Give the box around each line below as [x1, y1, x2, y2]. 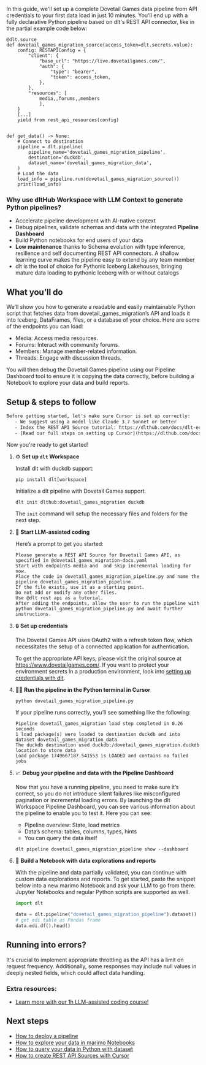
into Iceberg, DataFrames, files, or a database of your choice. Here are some [6, 316, 200, 324]
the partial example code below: [6, 25, 88, 32]
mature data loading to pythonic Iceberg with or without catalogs [15, 269, 179, 276]
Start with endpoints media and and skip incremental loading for [15, 563, 191, 569]
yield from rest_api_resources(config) [17, 117, 120, 123]
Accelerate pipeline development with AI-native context [15, 217, 156, 224]
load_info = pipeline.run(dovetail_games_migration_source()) [17, 176, 180, 182]
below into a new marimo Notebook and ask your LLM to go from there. [15, 882, 196, 889]
